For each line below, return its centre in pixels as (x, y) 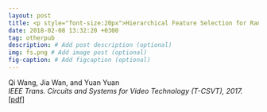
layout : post (30, 15)
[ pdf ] (17, 99)
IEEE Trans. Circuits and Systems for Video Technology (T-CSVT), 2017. (126, 91)
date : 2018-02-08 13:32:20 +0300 (64, 30)
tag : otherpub (32, 38)
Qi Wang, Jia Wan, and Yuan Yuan (64, 82)
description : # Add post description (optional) (90, 45)
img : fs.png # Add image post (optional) (78, 52)
